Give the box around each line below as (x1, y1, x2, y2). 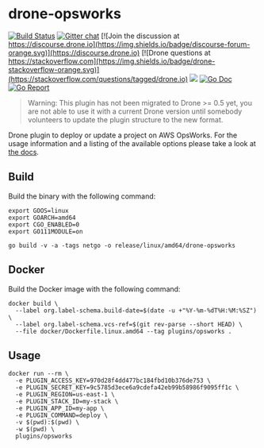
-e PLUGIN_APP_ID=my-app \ (15, 404, 105, 413)
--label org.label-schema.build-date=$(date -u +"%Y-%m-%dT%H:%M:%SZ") (15, 307, 258, 315)
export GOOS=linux (8, 207, 69, 214)
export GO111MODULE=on (8, 227, 83, 235)
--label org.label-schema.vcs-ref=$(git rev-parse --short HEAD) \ (15, 320, 243, 328)
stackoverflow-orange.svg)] (8, 64, 100, 74)
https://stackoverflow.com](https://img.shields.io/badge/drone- (8, 56, 216, 66)
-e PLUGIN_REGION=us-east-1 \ (15, 391, 115, 399)
